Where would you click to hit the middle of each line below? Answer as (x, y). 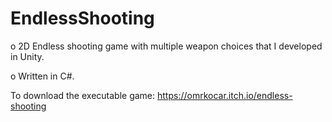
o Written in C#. (42, 76)
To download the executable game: (83, 95)
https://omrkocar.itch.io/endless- (225, 95)
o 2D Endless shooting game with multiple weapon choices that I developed (166, 46)
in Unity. (27, 56)
